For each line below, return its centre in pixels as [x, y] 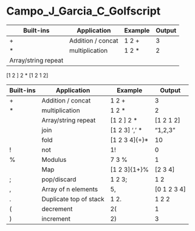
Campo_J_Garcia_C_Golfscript [84, 11]
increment [56, 218]
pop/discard [59, 179]
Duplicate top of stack [73, 199]
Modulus [54, 159]
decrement [57, 209]
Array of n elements [70, 189]
